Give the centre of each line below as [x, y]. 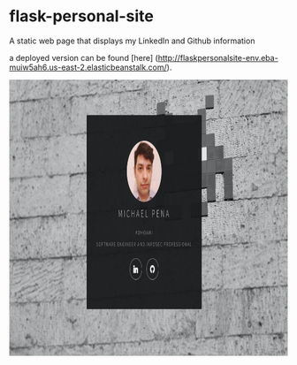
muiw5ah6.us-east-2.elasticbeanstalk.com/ [88, 67]
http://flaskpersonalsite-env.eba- [218, 57]
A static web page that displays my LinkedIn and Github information [132, 41]
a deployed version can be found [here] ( [84, 57]
